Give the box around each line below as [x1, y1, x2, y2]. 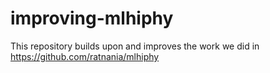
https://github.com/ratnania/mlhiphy [10, 50, 160, 62]
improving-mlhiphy [10, 7, 174, 30]
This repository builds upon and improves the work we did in [10, 40, 260, 52]
